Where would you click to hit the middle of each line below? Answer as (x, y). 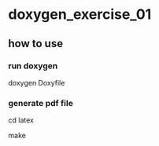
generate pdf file (41, 103)
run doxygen (33, 66)
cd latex (21, 120)
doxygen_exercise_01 (80, 15)
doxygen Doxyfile (37, 82)
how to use (36, 44)
